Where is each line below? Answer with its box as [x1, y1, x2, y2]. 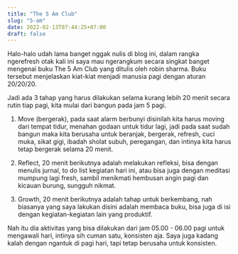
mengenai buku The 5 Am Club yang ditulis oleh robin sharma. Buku [7, 65, 207, 73]
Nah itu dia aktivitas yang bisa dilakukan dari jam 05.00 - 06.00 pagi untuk [7, 224, 225, 233]
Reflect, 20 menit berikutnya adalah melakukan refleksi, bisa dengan [17, 159, 219, 167]
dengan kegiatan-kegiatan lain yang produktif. [17, 210, 153, 219]
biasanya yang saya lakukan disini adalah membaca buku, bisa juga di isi [17, 203, 231, 211]
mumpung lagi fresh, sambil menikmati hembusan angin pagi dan [17, 174, 209, 182]
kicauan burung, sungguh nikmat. [17, 182, 117, 190]
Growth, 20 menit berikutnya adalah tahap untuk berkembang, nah [17, 195, 213, 204]
